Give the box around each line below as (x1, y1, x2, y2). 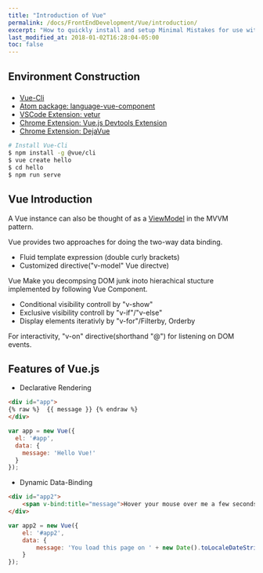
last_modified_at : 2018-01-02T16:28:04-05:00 (8, 33, 159, 42)
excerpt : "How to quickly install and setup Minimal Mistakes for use (8, 26, 243, 34)
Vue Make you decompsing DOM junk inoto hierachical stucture (8, 276, 214, 285)
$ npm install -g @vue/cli (8, 149, 96, 157)
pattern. (8, 221, 34, 232)
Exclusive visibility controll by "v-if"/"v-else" (19, 308, 163, 317)
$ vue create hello (8, 156, 72, 165)
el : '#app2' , (22, 529, 65, 537)
